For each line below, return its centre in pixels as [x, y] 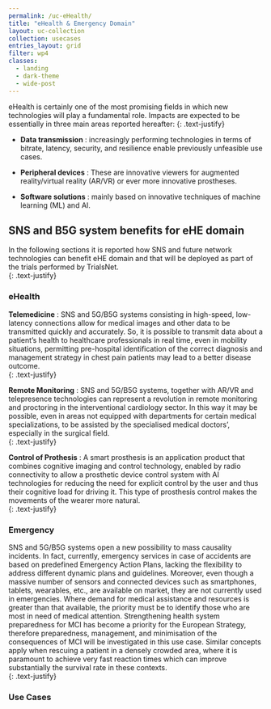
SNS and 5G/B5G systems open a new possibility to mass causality [120, 547]
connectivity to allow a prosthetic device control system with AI [114, 475]
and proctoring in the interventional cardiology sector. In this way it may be [133, 407]
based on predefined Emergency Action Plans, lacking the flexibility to [125, 564]
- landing [32, 69]
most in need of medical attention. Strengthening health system [114, 616]
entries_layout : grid [45, 46]
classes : [23, 61]
